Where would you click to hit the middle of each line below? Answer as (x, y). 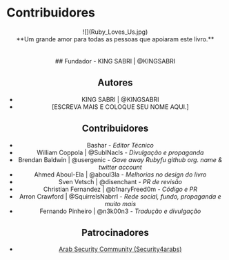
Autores (115, 83)
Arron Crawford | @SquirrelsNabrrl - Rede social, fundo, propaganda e (120, 196)
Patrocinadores (115, 232)
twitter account (120, 167)
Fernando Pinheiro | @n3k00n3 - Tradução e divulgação (120, 211)
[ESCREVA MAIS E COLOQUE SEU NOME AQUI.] (120, 107)
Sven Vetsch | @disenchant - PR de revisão (120, 181)
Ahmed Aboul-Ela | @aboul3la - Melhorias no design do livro (120, 174)
